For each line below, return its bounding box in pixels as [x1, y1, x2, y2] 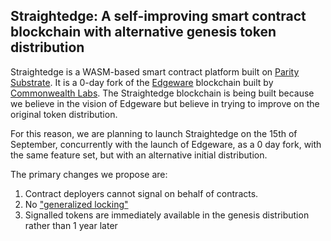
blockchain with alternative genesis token [10, 24, 277, 41]
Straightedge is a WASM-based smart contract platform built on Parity [10, 65, 300, 78]
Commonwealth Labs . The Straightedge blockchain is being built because [10, 87, 315, 99]
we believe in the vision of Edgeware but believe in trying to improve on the [10, 97, 320, 109]
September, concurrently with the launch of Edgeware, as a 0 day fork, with [10, 138, 322, 150]
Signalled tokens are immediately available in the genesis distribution [24, 209, 310, 221]
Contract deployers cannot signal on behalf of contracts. [24, 187, 259, 199]
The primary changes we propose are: [10, 168, 168, 180]
